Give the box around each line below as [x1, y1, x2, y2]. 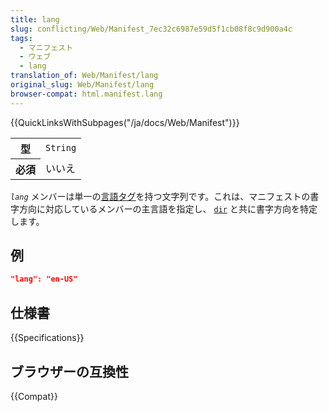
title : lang [10, 14, 60, 25]
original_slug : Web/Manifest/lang [10, 80, 155, 90]
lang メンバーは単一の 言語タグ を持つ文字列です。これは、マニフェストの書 [10, 190, 320, 202]
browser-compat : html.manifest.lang [10, 89, 163, 99]
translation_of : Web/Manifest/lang [10, 71, 159, 81]
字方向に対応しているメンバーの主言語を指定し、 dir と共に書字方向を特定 [10, 202, 318, 215]
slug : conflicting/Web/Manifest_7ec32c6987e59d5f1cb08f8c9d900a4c [10, 24, 293, 34]
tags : [10, 33, 33, 43]
